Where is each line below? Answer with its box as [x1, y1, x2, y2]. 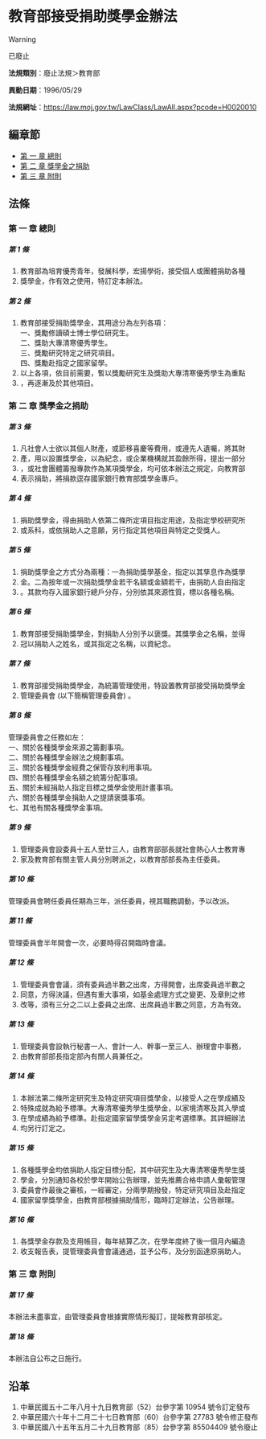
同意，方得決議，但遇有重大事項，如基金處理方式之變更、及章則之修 [19, 990, 246, 999]
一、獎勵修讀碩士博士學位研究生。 [19, 328, 133, 338]
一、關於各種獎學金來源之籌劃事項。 [8, 742, 129, 752]
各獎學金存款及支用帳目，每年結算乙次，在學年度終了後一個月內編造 [19, 1236, 246, 1246]
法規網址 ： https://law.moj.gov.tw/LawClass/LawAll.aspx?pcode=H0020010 [8, 102, 257, 112]
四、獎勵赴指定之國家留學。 [19, 359, 113, 367]
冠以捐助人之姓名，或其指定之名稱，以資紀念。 [19, 638, 175, 648]
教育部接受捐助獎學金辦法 [8, 7, 178, 26]
